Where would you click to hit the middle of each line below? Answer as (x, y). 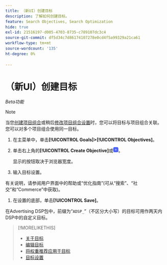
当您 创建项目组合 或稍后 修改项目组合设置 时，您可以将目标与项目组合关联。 (83, 123)
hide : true (17, 27)
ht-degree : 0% (20, 54)
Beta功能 (15, 102)
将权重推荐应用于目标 (48, 251)
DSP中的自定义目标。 (28, 218)
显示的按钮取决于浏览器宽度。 (44, 161)
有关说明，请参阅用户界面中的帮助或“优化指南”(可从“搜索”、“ (69, 183)
